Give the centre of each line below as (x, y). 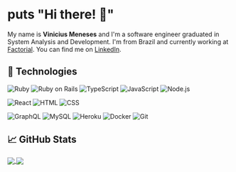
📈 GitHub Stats (42, 140)
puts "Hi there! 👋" (61, 15)
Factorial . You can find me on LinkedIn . (64, 49)
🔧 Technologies (42, 71)
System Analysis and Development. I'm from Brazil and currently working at (118, 41)
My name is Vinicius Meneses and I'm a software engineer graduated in (113, 34)
